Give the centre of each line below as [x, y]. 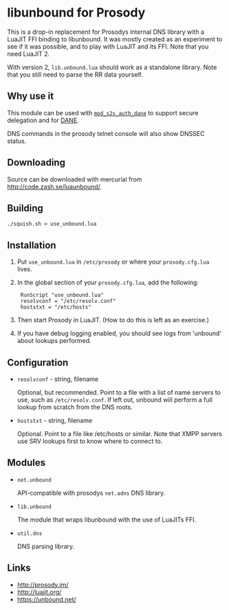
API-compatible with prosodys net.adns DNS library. [91, 493]
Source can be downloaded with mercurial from [75, 179]
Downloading [36, 163]
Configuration [38, 363]
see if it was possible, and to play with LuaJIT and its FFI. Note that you [108, 46]
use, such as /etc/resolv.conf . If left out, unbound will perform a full [115, 400]
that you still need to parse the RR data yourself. [75, 75]
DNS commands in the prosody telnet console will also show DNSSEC [106, 133]
